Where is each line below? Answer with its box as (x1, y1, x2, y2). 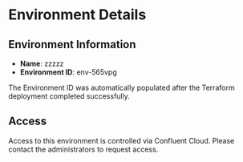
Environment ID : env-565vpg (19, 67, 118, 77)
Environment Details (8, 6, 147, 24)
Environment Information (8, 38, 136, 51)
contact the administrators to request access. (8, 144, 159, 154)
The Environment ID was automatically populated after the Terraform (8, 83, 235, 92)
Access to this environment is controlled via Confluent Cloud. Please (8, 136, 235, 145)
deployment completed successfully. (8, 91, 130, 101)
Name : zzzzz (19, 59, 64, 68)
